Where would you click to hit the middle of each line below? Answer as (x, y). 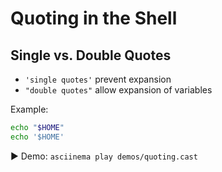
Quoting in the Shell (94, 18)
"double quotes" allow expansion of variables (118, 90)
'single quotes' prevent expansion (98, 79)
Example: (29, 109)
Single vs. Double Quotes (91, 55)
